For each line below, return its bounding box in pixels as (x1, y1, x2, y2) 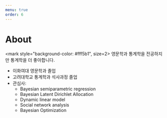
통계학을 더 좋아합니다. (10, 57, 55, 63)
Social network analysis (20, 102, 69, 108)
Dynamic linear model (20, 96, 65, 103)
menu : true (5, 7, 28, 13)
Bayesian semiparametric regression (20, 86, 96, 92)
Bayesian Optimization (20, 107, 67, 113)
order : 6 (5, 12, 24, 17)
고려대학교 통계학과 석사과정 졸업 (12, 74, 77, 80)
